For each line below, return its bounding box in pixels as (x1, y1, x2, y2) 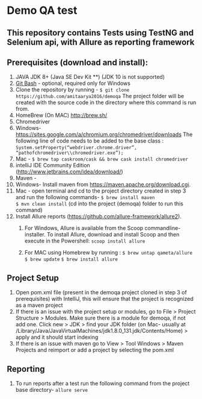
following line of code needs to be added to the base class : (15, 137, 164, 144)
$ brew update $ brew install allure (24, 256, 118, 262)
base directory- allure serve (15, 386, 88, 394)
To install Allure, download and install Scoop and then (46, 231, 180, 238)
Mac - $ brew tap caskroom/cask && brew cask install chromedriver (15, 155, 188, 162)
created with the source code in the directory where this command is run (15, 99, 197, 106)
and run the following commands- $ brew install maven (15, 194, 155, 201)
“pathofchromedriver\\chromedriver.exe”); (15, 150, 124, 156)
